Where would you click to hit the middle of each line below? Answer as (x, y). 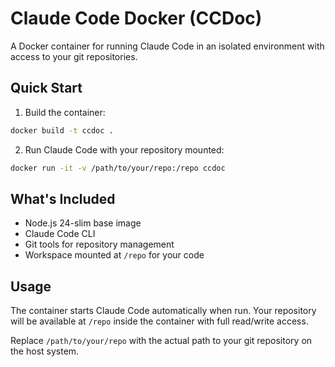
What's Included (63, 198)
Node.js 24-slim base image (83, 223)
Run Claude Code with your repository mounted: (124, 149)
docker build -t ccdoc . (62, 130)
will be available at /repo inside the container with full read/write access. (159, 321)
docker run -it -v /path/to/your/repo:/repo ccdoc (118, 168)
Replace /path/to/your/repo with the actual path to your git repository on (161, 341)
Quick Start (46, 88)
